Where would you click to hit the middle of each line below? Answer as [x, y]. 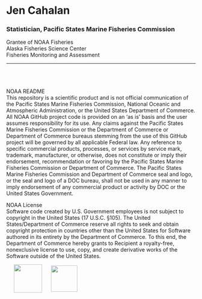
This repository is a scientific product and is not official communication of [97, 98]
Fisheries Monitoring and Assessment [53, 55]
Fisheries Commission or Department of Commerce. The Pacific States [94, 168]
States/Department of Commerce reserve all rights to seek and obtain [93, 224]
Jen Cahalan [38, 11]
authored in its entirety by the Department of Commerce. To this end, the [96, 237]
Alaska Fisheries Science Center [46, 49]
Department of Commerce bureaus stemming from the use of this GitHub [97, 136]
